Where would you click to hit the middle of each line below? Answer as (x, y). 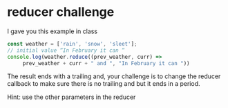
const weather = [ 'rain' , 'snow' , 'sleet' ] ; (72, 44)
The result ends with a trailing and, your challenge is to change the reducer (114, 76)
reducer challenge (61, 12)
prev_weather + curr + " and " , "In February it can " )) (106, 63)
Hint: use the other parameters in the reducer (72, 97)
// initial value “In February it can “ (66, 50)
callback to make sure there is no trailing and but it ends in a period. (104, 84)
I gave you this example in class (53, 31)
